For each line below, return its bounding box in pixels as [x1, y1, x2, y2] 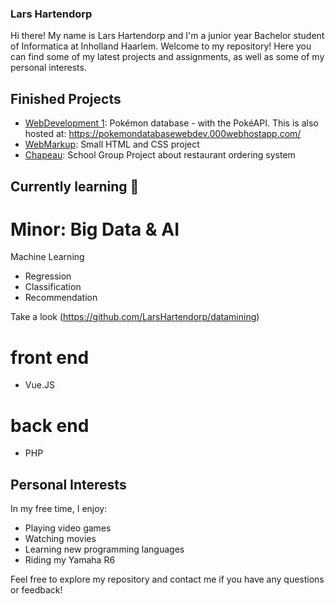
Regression [24, 270, 72, 282]
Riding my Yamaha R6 [24, 554, 116, 566]
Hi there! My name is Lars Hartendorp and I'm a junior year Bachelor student [10, 30, 325, 42]
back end [10, 414, 90, 437]
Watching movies [24, 533, 97, 545]
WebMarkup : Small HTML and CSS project [24, 138, 200, 151]
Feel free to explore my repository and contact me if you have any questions [10, 573, 325, 586]
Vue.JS [24, 379, 55, 391]
